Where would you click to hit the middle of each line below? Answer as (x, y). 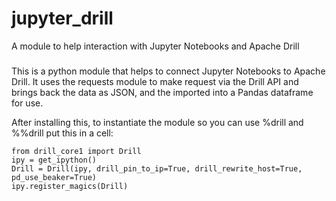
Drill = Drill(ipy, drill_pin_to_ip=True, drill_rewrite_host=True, (157, 168)
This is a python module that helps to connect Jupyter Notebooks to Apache (168, 71)
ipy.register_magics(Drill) (70, 186)
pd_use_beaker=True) (54, 177)
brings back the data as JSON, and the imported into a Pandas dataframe (162, 92)
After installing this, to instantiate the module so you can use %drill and (157, 122)
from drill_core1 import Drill (76, 151)
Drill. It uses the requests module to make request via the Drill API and (155, 81)
